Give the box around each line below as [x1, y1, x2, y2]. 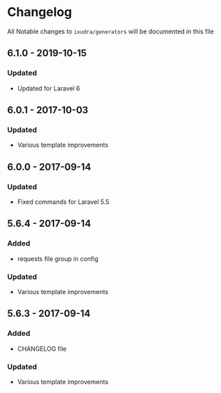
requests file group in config [17, 255, 99, 263]
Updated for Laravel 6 [17, 84, 81, 93]
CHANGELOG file [17, 344, 67, 353]
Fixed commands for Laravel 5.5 [17, 198, 110, 206]
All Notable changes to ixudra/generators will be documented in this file [7, 27, 214, 35]
